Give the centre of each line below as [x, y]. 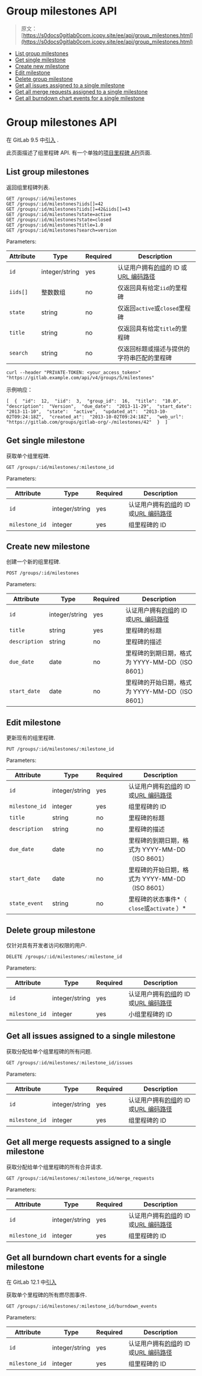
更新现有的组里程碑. [31, 738]
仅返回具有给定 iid [143, 288]
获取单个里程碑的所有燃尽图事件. [47, 1295]
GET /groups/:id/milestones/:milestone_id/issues [70, 1063]
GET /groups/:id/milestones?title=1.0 [55, 225]
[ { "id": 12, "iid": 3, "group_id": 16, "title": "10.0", [94, 401]
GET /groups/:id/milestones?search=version [62, 230]
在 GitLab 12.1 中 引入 [32, 1282]
